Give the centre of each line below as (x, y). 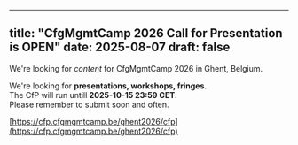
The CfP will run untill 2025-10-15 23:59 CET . (93, 95)
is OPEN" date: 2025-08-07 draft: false (120, 47)
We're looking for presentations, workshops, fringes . (108, 86)
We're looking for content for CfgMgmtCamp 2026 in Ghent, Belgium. (136, 68)
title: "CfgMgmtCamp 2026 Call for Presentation (146, 33)
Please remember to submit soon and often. (90, 104)
